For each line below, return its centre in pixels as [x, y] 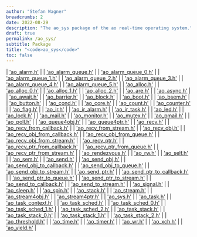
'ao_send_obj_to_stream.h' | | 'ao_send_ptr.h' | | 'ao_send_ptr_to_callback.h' [97, 171]
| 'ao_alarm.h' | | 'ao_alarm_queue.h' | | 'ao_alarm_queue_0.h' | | [83, 72]
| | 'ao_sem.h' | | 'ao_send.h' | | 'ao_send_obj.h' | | [66, 159]
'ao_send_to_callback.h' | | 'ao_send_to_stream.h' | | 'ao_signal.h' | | [88, 184]
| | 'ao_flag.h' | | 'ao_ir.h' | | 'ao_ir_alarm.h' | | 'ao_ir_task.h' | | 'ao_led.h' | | [95, 109]
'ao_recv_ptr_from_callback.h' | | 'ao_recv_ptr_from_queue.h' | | [82, 147]
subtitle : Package [28, 45]
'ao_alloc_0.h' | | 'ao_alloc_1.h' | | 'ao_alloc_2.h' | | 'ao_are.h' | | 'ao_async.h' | [98, 90]
